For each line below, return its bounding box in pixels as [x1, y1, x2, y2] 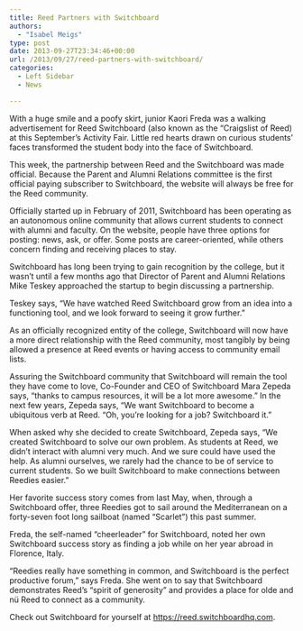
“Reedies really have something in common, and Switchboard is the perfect [9, 565, 289, 576]
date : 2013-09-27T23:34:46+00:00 [9, 47, 135, 56]
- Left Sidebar [17, 72, 75, 81]
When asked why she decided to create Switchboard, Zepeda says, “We [9, 426, 278, 437]
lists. [9, 353, 27, 364]
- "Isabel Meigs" [17, 30, 83, 39]
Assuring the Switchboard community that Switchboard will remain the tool [9, 370, 288, 381]
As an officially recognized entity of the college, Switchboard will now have [9, 325, 289, 335]
